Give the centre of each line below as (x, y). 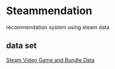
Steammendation (49, 11)
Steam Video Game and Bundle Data (50, 60)
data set (22, 46)
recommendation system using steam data (58, 27)
